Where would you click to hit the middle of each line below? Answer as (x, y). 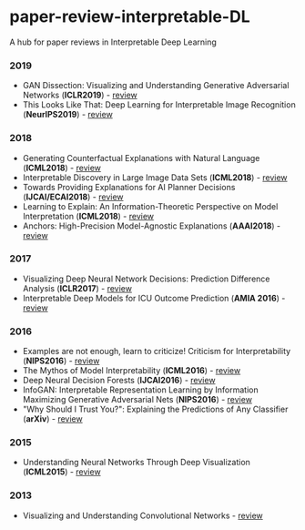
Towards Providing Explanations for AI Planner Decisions (129, 187)
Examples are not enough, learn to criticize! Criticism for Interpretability (157, 352)
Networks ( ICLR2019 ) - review (80, 95)
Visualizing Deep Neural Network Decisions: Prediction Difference (146, 279)
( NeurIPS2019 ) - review (68, 115)
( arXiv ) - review (53, 419)
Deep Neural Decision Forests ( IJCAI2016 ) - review (119, 381)
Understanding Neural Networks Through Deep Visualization (136, 463)
